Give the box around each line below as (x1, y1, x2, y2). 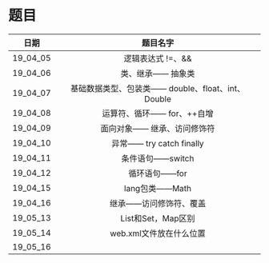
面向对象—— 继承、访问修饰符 (100, 122, 215, 133)
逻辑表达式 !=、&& (123, 53, 192, 64)
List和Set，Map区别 (120, 213, 195, 224)
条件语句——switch (121, 153, 195, 164)
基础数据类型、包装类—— (70, 82, 167, 94)
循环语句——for (127, 168, 187, 179)
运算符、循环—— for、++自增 (102, 108, 214, 119)
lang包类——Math (123, 182, 192, 193)
